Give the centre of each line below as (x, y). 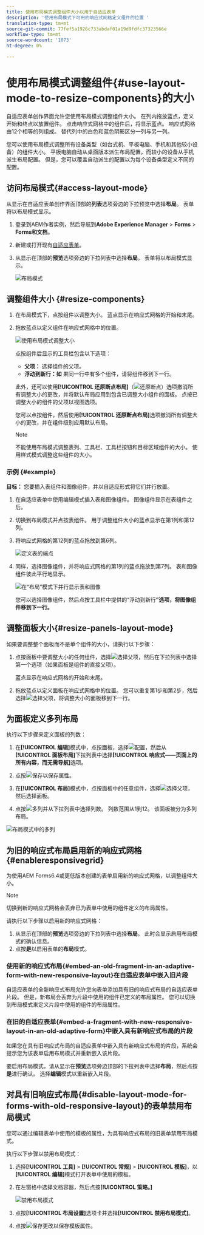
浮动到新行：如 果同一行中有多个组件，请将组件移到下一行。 (99, 374)
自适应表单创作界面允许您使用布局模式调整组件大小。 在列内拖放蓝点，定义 (100, 116)
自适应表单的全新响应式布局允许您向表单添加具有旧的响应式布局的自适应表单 (102, 990)
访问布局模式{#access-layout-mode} (77, 188)
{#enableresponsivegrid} (55, 860)
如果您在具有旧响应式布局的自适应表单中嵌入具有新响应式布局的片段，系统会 (102, 1046)
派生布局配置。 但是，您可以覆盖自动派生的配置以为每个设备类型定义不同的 (100, 159)
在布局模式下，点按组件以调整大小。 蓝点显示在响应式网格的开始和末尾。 (106, 315)
